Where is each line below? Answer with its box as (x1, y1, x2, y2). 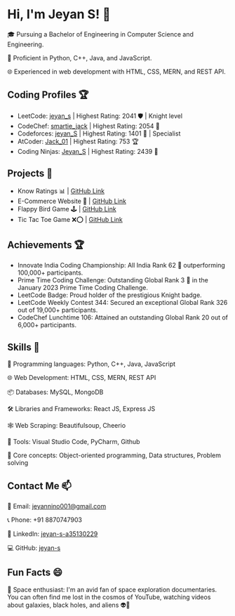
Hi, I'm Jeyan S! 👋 (7, 6, 111, 22)
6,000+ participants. (17, 321, 77, 329)
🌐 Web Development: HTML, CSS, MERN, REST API (7, 374, 156, 382)
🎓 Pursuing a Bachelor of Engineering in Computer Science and (7, 30, 194, 38)
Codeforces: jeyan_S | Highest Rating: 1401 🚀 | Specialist (17, 129, 181, 138)
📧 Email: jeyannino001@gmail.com (7, 502, 107, 510)
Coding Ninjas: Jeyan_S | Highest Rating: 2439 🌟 (17, 147, 159, 155)
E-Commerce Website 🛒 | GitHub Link (17, 197, 126, 205)
